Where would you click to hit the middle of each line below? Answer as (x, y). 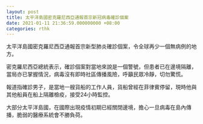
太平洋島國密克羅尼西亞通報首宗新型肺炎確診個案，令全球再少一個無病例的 (99, 46)
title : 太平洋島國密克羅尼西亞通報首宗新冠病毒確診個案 (67, 17)
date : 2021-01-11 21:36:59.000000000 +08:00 (63, 23)
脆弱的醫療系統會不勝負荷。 (51, 115)
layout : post (23, 12)
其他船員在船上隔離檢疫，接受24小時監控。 (60, 95)
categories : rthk (28, 29)
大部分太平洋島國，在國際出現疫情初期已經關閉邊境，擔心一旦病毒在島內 (96, 107)
